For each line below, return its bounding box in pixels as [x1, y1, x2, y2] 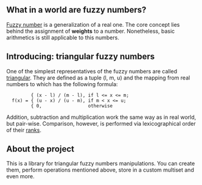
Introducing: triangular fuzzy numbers [6, 52, 155, 62]
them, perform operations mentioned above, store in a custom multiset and [6, 166, 195, 173]
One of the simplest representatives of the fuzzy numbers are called [6, 67, 178, 75]
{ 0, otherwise [30, 103, 113, 109]
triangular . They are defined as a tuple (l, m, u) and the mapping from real [6, 74, 190, 81]
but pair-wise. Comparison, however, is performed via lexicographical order [6, 119, 196, 127]
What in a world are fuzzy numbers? [6, 5, 147, 15]
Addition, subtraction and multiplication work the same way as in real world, [6, 113, 197, 121]
